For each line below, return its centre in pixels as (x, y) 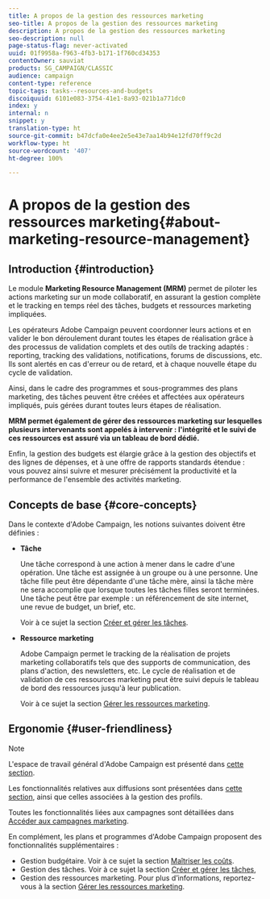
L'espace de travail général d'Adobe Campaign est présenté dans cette (126, 764)
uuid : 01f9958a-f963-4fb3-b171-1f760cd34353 (84, 53)
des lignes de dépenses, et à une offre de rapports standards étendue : (127, 462)
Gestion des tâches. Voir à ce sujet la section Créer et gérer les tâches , (138, 869)
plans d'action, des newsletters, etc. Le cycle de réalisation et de (128, 671)
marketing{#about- (155, 222)
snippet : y (27, 121)
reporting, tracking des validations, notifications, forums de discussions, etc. (135, 356)
